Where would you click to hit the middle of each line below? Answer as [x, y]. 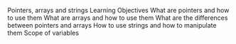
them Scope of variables [43, 33]
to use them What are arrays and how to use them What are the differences [118, 18]
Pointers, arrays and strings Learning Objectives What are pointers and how [118, 10]
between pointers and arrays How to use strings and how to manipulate [112, 25]
